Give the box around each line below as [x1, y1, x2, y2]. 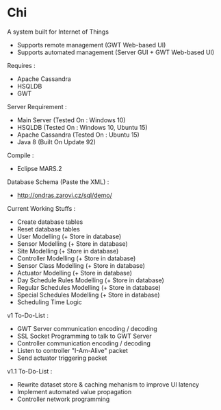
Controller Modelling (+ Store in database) [16, 254, 136, 262]
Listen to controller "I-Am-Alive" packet [16, 346, 129, 354]
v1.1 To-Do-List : [7, 367, 53, 375]
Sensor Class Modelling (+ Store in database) [16, 261, 146, 269]
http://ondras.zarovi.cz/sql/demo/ [16, 191, 113, 199]
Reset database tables [16, 225, 80, 233]
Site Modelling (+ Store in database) [16, 247, 119, 255]
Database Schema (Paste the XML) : [7, 177, 109, 186]
